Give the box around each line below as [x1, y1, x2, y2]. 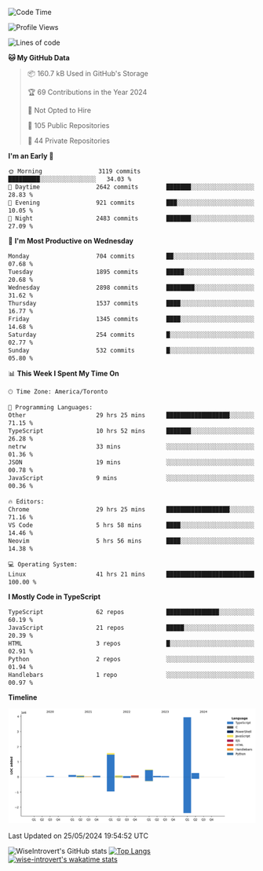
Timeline [8, 693, 38, 702]
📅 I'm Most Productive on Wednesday [8, 236, 133, 245]
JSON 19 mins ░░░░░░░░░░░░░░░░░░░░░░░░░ [8, 459, 255, 467]
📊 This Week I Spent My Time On [8, 369, 119, 378]
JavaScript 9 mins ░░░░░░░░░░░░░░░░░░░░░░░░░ [8, 474, 255, 482]
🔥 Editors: [8, 498, 45, 506]
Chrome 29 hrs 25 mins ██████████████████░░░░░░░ [8, 506, 255, 514]
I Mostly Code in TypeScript [8, 592, 100, 601]
